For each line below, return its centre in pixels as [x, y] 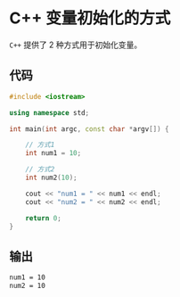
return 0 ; [44, 218]
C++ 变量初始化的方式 [90, 18]
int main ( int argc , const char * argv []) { [89, 129]
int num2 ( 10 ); [51, 177]
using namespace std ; [49, 112]
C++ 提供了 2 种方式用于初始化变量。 [76, 45]
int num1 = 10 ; [53, 153]
